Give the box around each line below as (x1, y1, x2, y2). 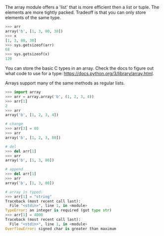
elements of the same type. (5, 15, 61, 20)
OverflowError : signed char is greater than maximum (5, 226, 116, 231)
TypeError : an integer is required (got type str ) (5, 208, 112, 213)
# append (5, 167, 23, 172)
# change (5, 121, 23, 126)
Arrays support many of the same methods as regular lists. (5, 80, 125, 86)
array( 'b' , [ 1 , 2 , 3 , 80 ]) (5, 135, 61, 140)
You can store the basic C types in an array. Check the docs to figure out (5, 65, 154, 71)
